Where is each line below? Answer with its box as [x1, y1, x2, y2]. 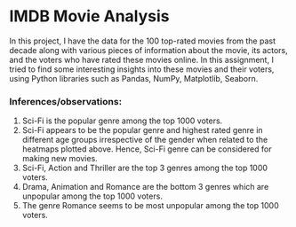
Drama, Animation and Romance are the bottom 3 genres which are [21, 182, 269, 192]
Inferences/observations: [9, 95, 123, 107]
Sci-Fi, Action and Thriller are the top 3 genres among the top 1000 [21, 162, 268, 174]
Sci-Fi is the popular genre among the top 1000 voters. [21, 115, 223, 126]
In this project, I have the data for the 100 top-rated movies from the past [9, 35, 276, 46]
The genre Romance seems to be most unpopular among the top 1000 [21, 200, 280, 211]
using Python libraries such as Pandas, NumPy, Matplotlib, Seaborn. [9, 73, 259, 83]
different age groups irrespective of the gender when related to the [21, 135, 268, 145]
